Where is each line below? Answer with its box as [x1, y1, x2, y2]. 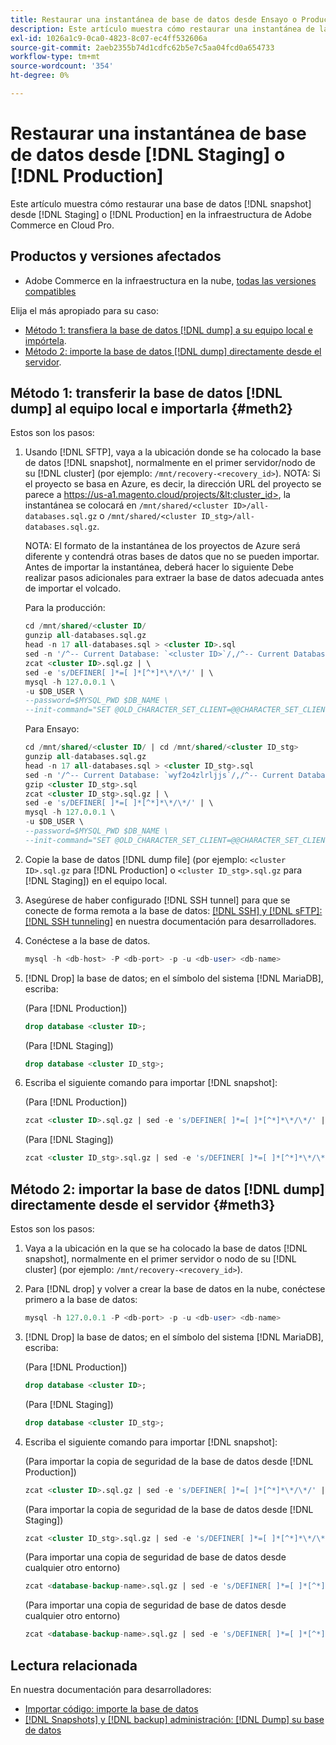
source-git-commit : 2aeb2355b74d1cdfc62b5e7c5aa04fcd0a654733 [10, 42, 275, 53]
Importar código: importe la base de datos [24, 1702, 199, 1715]
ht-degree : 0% [10, 71, 70, 81]
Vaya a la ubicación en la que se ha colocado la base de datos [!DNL [24, 1242, 308, 1254]
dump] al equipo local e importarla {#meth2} [10, 401, 293, 418]
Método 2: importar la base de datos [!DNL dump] [10, 1181, 325, 1198]
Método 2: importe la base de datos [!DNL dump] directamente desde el [24, 345, 322, 357]
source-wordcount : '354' [10, 61, 114, 71]
